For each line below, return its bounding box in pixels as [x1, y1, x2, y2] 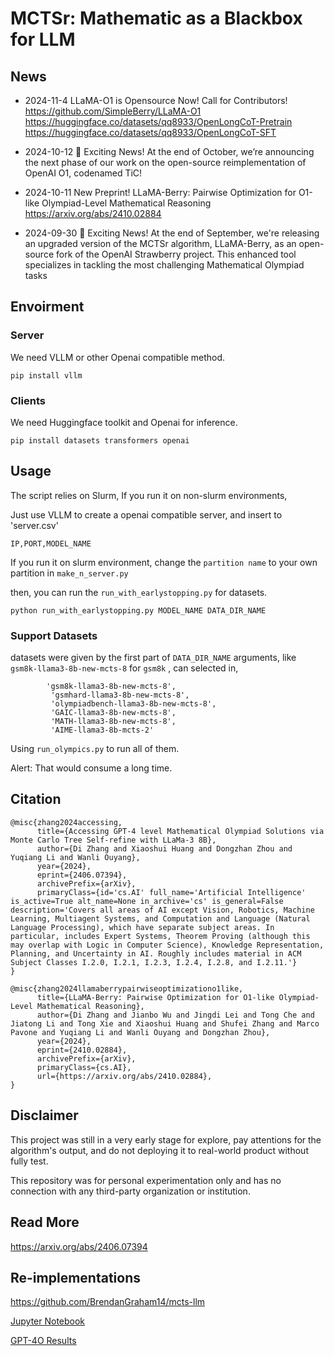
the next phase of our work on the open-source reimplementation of [24, 157, 307, 168]
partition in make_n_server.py [10, 567, 129, 579]
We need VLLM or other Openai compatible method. [10, 351, 226, 363]
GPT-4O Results [10, 1335, 77, 1347]
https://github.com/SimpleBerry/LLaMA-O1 [24, 105, 202, 117]
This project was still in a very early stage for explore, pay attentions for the [10, 1133, 322, 1146]
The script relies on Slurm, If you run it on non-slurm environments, [10, 489, 288, 501]
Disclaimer [10, 1107, 79, 1124]
